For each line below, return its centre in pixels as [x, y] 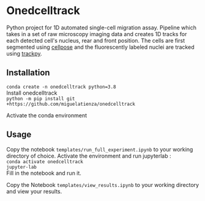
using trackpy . [24, 53]
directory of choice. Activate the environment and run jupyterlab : [89, 156]
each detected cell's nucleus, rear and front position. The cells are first [96, 40]
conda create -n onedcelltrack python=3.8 [61, 87]
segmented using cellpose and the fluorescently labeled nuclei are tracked [100, 47]
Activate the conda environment [47, 115]
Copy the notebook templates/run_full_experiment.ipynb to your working [100, 149]
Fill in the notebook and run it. [44, 173]
